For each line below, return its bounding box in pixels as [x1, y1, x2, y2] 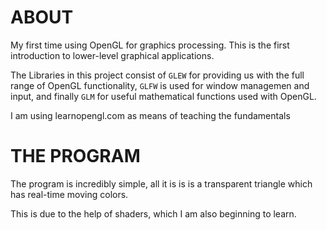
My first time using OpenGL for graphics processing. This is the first [10, 39, 290, 51]
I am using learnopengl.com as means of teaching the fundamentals [10, 109, 291, 121]
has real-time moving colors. [10, 188, 129, 200]
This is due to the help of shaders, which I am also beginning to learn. [10, 207, 297, 220]
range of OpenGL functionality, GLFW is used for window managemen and [10, 79, 310, 91]
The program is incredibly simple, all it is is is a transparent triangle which [10, 177, 313, 190]
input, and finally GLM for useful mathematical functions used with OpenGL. [10, 90, 317, 102]
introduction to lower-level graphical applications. [10, 49, 215, 61]
